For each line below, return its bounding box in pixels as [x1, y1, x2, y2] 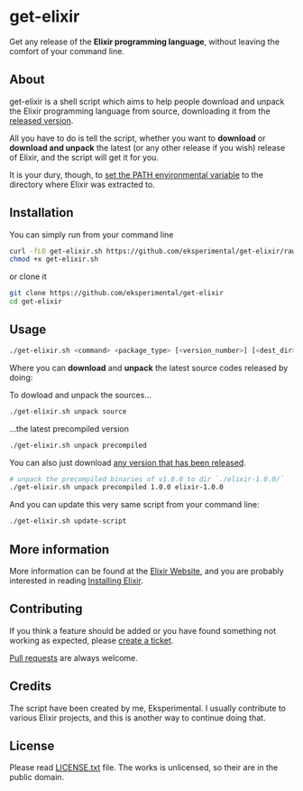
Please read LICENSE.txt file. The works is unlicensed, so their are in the [9, 762, 279, 773]
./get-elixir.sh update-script [9, 516, 127, 526]
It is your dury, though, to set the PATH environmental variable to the [9, 169, 264, 180]
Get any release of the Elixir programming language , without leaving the [9, 36, 280, 47]
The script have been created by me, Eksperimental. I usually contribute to [9, 703, 287, 713]
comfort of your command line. [9, 45, 124, 56]
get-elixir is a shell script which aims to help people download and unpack [9, 96, 285, 107]
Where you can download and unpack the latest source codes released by [9, 362, 289, 373]
